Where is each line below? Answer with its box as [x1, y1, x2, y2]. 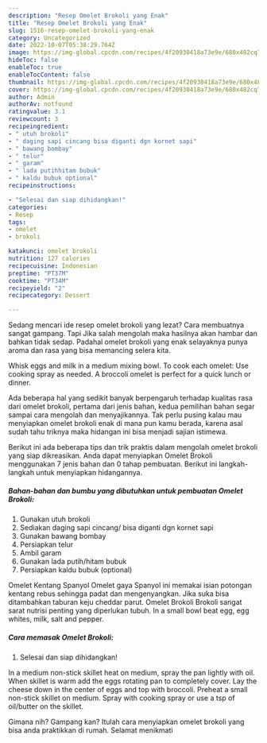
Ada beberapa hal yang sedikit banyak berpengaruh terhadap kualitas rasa [8, 393, 253, 403]
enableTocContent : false [8, 71, 91, 79]
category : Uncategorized [8, 33, 91, 42]
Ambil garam [19, 548, 62, 558]
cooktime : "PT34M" [8, 277, 69, 284]
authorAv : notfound [8, 100, 73, 108]
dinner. [8, 378, 32, 388]
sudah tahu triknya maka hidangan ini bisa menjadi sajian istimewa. [8, 427, 228, 437]
